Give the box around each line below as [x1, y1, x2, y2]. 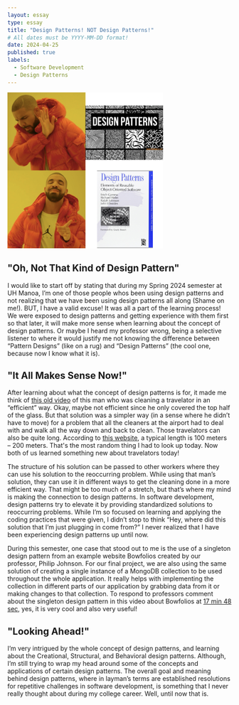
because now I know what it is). [7, 349, 100, 357]
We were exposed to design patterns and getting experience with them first [7, 311, 229, 320]
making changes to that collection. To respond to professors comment [7, 590, 213, 598]
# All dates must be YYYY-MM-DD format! [7, 34, 129, 41]
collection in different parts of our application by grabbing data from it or [7, 582, 221, 591]
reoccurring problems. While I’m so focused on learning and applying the [7, 508, 222, 517]
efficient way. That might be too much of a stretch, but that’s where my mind [7, 485, 231, 494]
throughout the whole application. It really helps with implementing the [7, 574, 214, 583]
